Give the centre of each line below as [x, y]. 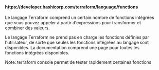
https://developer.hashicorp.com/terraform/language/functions [71, 7]
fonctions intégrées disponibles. [37, 53]
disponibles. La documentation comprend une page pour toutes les [72, 48]
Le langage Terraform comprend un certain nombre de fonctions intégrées [80, 17]
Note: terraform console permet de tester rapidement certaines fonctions [78, 62]
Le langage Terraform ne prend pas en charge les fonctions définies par [77, 37]
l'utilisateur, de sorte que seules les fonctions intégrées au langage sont [77, 43]
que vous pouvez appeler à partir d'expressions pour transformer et [73, 23]
